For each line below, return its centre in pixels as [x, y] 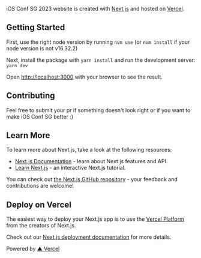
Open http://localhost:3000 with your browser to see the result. [85, 77]
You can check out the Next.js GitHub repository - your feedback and [92, 179]
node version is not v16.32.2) [42, 48]
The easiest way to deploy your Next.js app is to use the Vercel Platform [95, 219]
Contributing [31, 96]
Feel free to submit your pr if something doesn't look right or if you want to [98, 110]
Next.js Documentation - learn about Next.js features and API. [91, 161]
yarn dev [17, 65]
